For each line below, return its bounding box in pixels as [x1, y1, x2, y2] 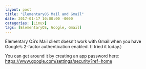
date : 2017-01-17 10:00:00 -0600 [5, 16, 73, 21]
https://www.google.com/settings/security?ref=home [5, 58, 112, 64]
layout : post [5, 7, 32, 12]
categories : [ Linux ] [5, 20, 47, 26]
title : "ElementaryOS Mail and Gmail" [5, 12, 84, 17]
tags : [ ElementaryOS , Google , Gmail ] [5, 25, 82, 30]
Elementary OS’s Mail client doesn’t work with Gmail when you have [5, 38, 142, 44]
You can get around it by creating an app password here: [5, 53, 120, 59]
